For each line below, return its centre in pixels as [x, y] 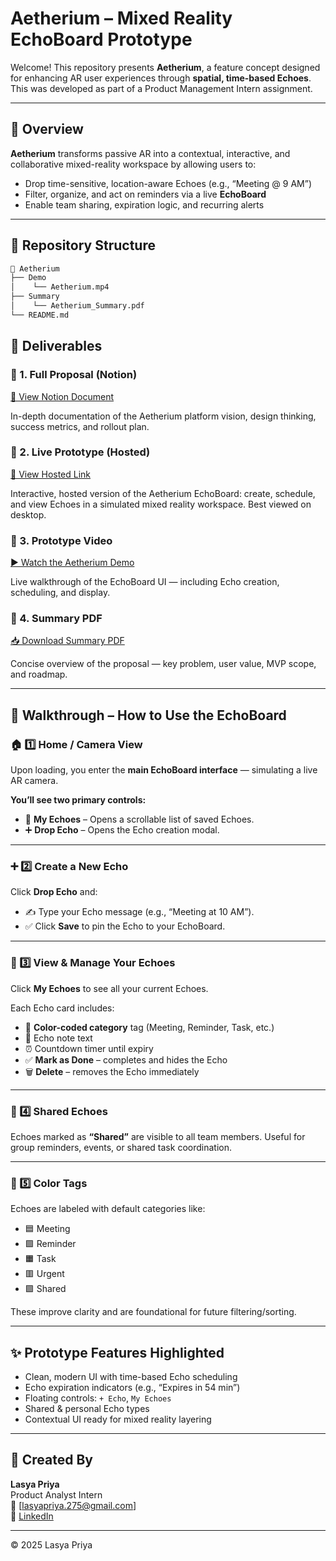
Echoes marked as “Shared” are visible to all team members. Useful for [158, 1136]
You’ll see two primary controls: [78, 800]
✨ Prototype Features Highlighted [117, 1352]
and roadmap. [39, 674]
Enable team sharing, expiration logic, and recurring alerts [144, 204]
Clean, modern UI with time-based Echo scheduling [131, 1377]
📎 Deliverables [56, 346]
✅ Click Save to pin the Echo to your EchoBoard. [125, 926]
